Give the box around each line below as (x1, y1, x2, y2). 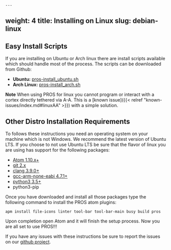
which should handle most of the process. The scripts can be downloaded (5, 61, 162, 67)
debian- (132, 16, 158, 26)
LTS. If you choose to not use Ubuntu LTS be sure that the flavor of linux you (5, 141, 166, 148)
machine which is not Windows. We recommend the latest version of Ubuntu (5, 136, 166, 142)
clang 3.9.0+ (12, 168, 40, 174)
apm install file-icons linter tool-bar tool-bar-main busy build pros (5, 209, 161, 214)
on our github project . (5, 239, 51, 245)
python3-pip (12, 184, 39, 190)
